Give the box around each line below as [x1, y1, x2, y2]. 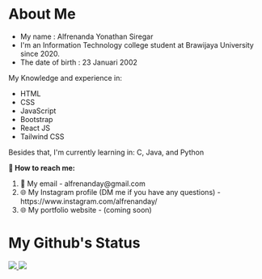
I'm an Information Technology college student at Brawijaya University [19, 40, 255, 49]
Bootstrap [19, 114, 53, 124]
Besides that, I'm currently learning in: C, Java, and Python [8, 147, 205, 157]
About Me [8, 5, 76, 23]
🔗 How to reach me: [8, 163, 75, 172]
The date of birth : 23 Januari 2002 [19, 57, 137, 67]
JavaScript [19, 106, 57, 116]
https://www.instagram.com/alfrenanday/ [19, 196, 158, 206]
